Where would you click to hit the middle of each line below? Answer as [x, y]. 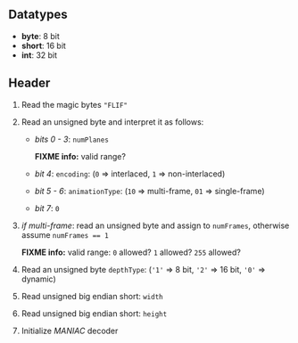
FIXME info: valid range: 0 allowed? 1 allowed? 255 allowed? [131, 252]
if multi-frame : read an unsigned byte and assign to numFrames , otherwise [155, 225]
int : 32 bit [39, 55]
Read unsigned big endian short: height [94, 313]
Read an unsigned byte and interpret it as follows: [112, 122]
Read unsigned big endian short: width [92, 296]
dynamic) [39, 279]
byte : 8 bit [40, 36]
